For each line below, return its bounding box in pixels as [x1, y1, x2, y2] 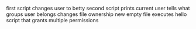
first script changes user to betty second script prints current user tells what [6, 5, 190, 11]
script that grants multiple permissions [6, 17, 99, 23]
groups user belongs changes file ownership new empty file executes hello [6, 11, 187, 18]
